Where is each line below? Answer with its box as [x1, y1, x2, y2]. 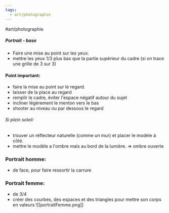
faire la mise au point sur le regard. [12, 84, 86, 90]
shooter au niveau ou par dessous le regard [12, 105, 104, 111]
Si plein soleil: [5, 117, 34, 123]
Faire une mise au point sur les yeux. [12, 50, 90, 56]
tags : [5, 7, 17, 13]
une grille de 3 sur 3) [12, 61, 57, 67]
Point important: [5, 73, 40, 79]
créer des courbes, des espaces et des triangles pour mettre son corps [12, 196, 162, 202]
